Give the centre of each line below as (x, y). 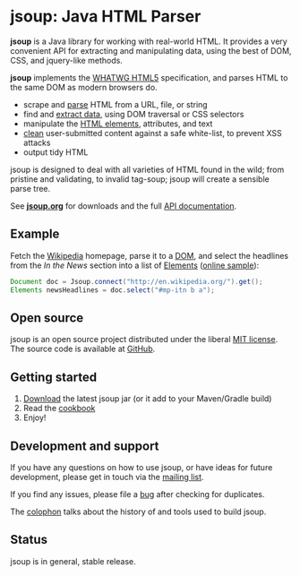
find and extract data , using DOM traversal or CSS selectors (133, 114)
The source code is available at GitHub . (83, 349)
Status (29, 540)
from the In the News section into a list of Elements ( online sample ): (135, 265)
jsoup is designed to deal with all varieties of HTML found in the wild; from (147, 169)
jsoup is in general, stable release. (73, 561)
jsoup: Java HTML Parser (106, 17)
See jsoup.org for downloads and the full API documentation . (124, 206)
